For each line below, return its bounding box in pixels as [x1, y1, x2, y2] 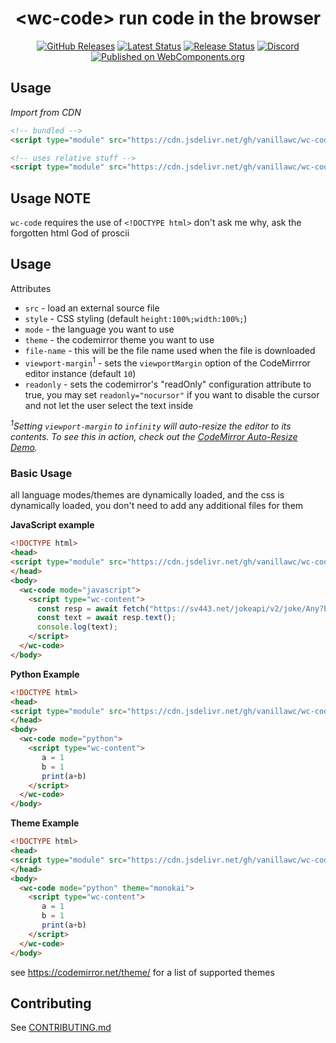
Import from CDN [10, 106, 82, 118]
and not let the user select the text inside [24, 399, 194, 411]
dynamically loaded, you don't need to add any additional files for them [10, 500, 304, 512]
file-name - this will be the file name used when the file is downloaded [24, 344, 316, 356]
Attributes [10, 282, 52, 294]
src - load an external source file [24, 302, 160, 314]
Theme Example [10, 817, 80, 829]
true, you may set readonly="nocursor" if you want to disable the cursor [24, 388, 320, 401]
